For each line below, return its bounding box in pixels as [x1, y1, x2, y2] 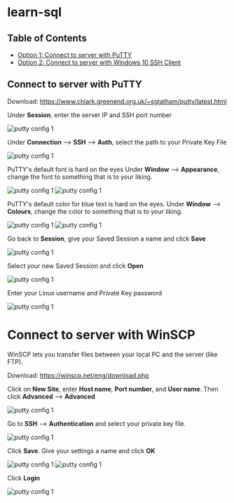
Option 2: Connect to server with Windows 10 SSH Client [17, 58, 181, 67]
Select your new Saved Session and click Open [7, 261, 144, 270]
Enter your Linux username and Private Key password [7, 288, 163, 297]
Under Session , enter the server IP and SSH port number [7, 110, 172, 119]
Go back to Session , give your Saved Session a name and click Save [7, 234, 206, 243]
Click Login [7, 474, 41, 482]
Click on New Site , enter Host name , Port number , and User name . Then [7, 384, 219, 393]
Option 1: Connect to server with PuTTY [17, 51, 132, 59]
